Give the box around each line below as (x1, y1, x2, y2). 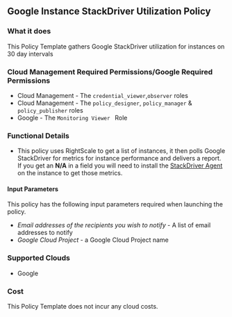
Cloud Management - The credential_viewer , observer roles (17, 91, 189, 99)
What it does (7, 26, 51, 36)
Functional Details (7, 131, 69, 140)
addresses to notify (17, 229, 73, 237)
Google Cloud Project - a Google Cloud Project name (17, 236, 169, 244)
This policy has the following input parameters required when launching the (7, 200, 224, 209)
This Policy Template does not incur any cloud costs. (7, 302, 158, 311)
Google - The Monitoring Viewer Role (17, 113, 128, 122)
